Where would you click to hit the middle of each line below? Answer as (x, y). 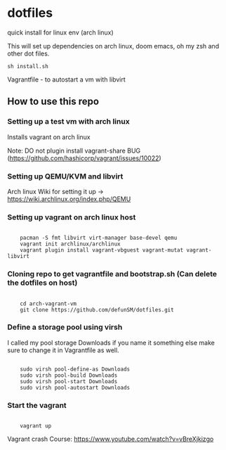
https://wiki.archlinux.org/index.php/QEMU (69, 199)
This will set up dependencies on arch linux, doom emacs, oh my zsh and (113, 46)
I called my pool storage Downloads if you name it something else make (111, 342)
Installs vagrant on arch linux (49, 137)
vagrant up (36, 426)
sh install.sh (28, 66)
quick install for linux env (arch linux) (60, 32)
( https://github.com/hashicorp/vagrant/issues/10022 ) (84, 158)
